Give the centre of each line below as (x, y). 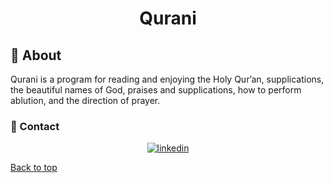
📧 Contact (35, 126)
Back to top (34, 168)
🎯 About (36, 55)
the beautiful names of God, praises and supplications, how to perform (156, 90)
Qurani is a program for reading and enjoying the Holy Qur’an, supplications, (167, 79)
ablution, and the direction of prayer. (85, 100)
